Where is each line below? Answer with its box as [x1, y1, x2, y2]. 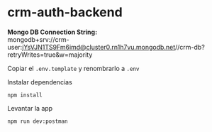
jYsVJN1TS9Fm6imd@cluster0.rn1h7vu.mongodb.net [22, 43, 176, 51]
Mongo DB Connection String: [7, 28, 98, 36]
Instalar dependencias [7, 77, 72, 86]
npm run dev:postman [7, 118, 69, 125]
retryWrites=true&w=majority [7, 50, 93, 59]
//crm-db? [174, 43, 206, 51]
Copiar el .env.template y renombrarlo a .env [7, 64, 140, 72]
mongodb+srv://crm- [7, 35, 69, 43]
